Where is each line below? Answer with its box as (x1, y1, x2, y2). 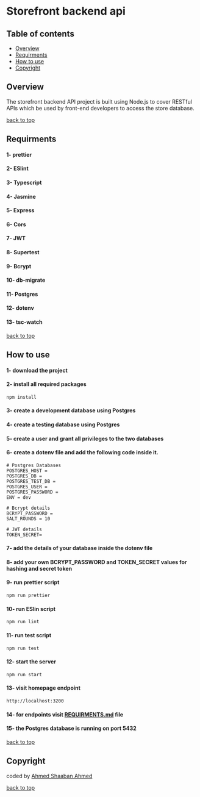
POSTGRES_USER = (6, 484, 48, 490)
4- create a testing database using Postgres (6, 421, 120, 428)
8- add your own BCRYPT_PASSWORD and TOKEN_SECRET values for (6, 558, 187, 565)
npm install (6, 394, 37, 400)
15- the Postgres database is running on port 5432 (6, 724, 137, 732)
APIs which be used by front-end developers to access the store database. (6, 104, 195, 112)
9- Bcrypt (6, 262, 32, 270)
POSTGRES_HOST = (6, 468, 48, 474)
